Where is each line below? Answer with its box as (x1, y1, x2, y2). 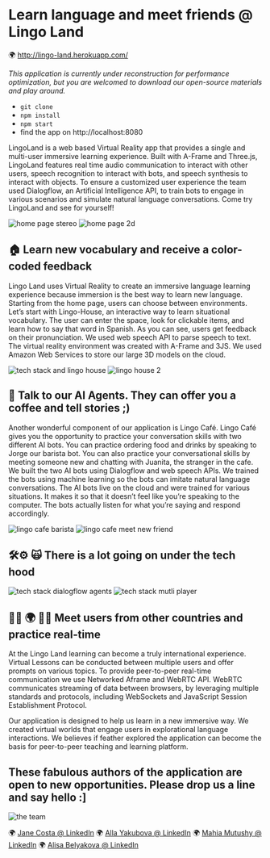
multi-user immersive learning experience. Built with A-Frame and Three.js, (8, 151, 258, 161)
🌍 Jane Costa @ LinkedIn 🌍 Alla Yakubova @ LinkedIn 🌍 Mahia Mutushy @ (8, 828, 262, 837)
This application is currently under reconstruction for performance (8, 69, 230, 78)
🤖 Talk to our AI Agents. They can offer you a (8, 389, 236, 403)
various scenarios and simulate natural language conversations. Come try (8, 194, 253, 203)
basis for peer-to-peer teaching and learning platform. (8, 742, 189, 751)
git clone (19, 103, 54, 111)
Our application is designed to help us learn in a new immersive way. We (8, 716, 249, 726)
